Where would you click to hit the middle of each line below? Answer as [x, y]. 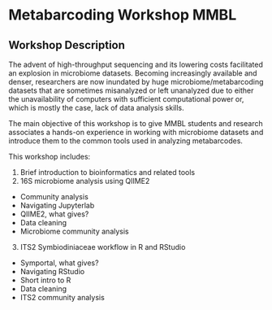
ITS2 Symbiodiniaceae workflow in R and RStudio [103, 247]
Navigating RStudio [52, 271]
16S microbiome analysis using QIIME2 [85, 181]
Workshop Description [67, 45]
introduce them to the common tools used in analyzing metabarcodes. [126, 141]
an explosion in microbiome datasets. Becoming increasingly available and [133, 73]
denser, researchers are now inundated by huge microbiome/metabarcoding [136, 82]
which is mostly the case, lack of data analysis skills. [96, 108]
